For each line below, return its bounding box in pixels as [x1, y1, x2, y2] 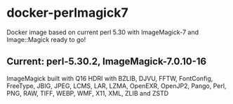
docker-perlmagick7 [6, 5, 128, 21]
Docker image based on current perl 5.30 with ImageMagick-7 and [6, 28, 199, 36]
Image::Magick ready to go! [6, 35, 86, 43]
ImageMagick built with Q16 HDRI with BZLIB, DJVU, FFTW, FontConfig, [6, 74, 213, 82]
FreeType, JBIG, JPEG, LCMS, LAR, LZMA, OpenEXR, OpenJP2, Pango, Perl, [6, 82, 227, 90]
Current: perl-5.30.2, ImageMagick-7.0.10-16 [6, 56, 207, 68]
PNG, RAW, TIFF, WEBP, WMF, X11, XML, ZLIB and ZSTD [6, 89, 169, 97]
